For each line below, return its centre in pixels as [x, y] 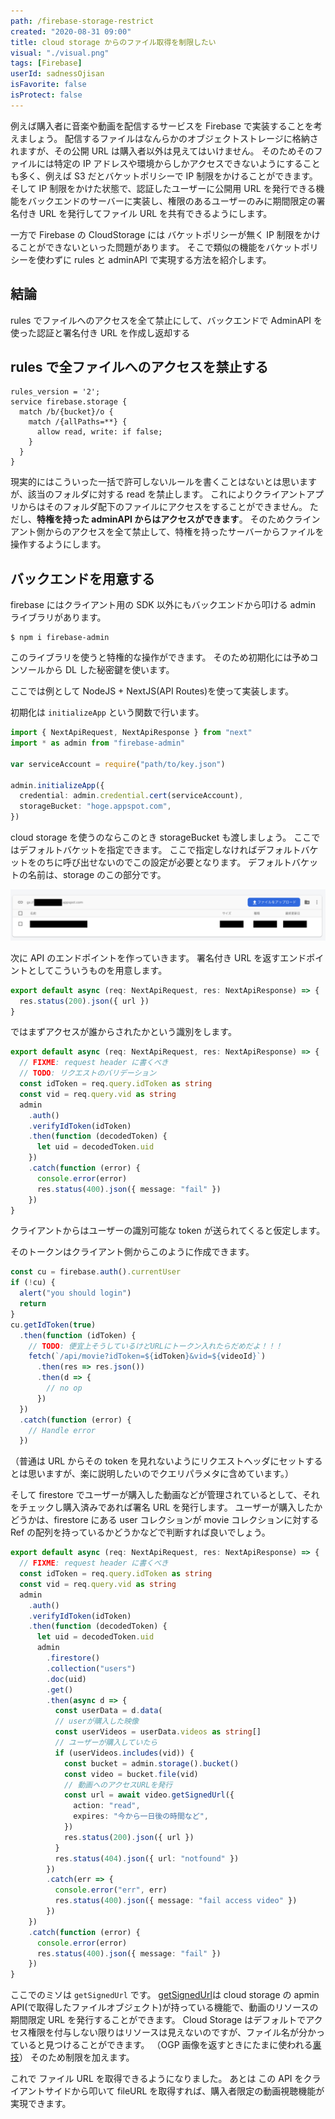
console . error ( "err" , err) [111, 1890]
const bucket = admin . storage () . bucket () [151, 1763]
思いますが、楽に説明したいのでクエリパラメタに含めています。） [160, 1474]
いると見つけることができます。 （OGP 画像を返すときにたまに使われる [165, 2045]
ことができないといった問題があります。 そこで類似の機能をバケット [160, 247]
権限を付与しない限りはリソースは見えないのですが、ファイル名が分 [167, 2032]
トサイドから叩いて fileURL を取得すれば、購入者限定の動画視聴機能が [180, 2091]
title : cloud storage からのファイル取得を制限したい [113, 42]
